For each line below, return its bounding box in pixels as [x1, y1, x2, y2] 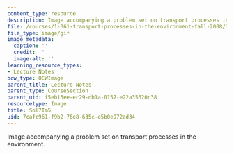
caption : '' [13, 42, 49, 49]
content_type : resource [7, 10, 77, 17]
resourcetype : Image [7, 101, 68, 108]
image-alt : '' [13, 55, 54, 62]
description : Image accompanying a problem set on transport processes [7, 17, 219, 24]
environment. [7, 139, 45, 148]
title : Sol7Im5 [7, 107, 52, 114]
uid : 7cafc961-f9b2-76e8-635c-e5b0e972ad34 [7, 113, 136, 120]
